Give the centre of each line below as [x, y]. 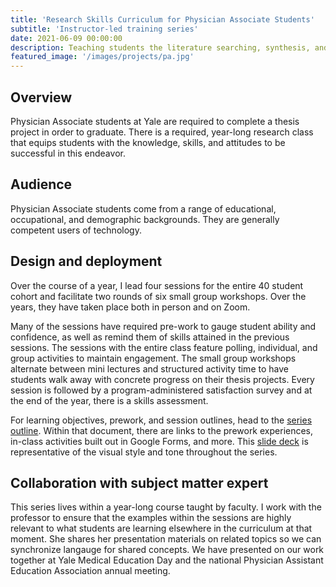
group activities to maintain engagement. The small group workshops [153, 358]
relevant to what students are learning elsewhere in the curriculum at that [161, 528]
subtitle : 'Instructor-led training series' [104, 29]
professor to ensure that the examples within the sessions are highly [151, 518]
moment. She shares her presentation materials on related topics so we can [166, 539]
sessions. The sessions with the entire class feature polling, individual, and [164, 347]
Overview [41, 97]
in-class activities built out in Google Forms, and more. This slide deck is [159, 441]
